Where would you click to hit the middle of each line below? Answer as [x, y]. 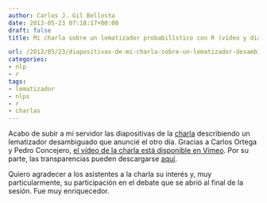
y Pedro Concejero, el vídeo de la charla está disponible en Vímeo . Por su [128, 151]
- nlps [19, 96]
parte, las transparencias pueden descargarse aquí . [93, 159]
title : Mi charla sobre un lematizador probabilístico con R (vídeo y [128, 38]
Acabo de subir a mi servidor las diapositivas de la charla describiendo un [129, 134]
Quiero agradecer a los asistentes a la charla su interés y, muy [110, 174]
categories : [28, 59]
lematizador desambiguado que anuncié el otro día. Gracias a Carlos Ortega [132, 142]
